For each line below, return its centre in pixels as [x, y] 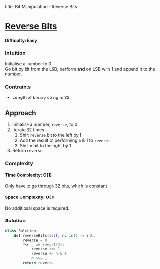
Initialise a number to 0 [28, 64]
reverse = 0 [35, 240]
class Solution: [22, 231]
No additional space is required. [37, 208]
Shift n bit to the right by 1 [45, 146]
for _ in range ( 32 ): [44, 245]
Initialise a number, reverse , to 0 [45, 125]
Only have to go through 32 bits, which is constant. [57, 186]
